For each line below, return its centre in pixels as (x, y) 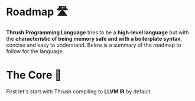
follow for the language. (35, 51)
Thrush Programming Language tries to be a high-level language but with (97, 32)
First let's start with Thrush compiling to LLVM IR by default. (79, 91)
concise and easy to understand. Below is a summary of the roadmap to (94, 45)
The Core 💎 (34, 75)
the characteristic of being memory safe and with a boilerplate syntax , (94, 38)
